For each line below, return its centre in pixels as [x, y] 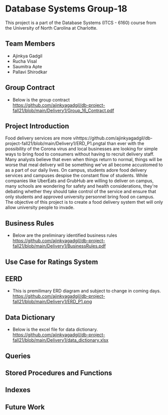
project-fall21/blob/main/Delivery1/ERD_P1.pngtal [56, 144]
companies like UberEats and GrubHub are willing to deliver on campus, [79, 181]
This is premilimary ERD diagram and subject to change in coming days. [87, 291]
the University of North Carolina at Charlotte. [51, 28]
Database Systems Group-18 [66, 9]
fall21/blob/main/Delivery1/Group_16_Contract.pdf [63, 110]
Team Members [30, 44]
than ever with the [126, 144]
